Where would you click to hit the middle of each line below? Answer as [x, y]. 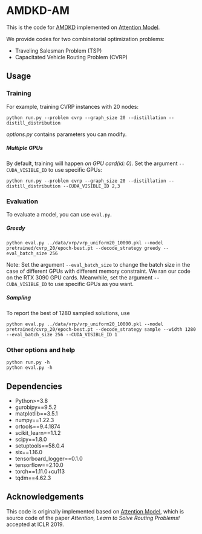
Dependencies [34, 386]
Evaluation [22, 201]
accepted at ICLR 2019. [35, 524]
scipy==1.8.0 [31, 439]
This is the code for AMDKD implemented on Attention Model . [83, 27]
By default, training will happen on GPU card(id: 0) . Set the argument [92, 163]
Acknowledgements [45, 497]
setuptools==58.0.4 [40, 446]
